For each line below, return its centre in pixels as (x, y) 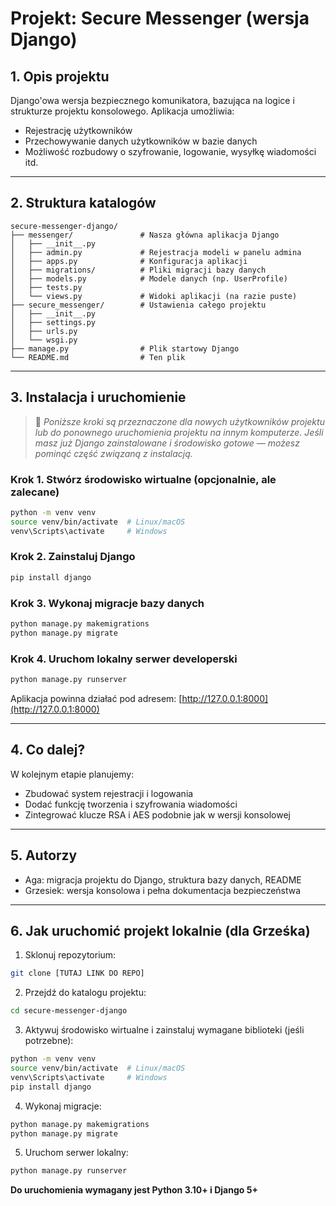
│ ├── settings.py (53, 322)
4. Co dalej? (48, 750)
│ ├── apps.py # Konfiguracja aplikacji (129, 261)
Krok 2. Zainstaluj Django (73, 557)
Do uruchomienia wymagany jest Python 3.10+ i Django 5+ (134, 1190)
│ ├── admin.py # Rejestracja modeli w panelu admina (156, 252)
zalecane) (35, 492)
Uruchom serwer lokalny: (76, 1153)
